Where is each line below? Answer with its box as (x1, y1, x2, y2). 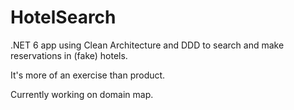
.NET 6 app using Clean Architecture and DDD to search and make (10, 39, 285, 51)
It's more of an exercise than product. (10, 69, 166, 81)
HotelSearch (10, 6, 117, 29)
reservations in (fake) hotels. (10, 49, 128, 61)
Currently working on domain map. (10, 88, 154, 100)
